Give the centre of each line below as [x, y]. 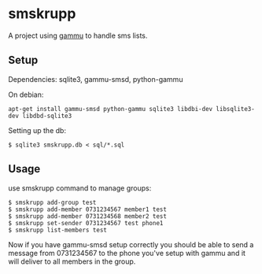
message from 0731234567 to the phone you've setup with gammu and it [127, 253]
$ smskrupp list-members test [58, 230]
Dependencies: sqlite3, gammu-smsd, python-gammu [96, 79]
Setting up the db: [37, 130]
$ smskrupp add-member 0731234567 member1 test [88, 209]
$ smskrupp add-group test [52, 202]
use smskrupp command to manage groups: [80, 188]
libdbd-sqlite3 [47, 116]
